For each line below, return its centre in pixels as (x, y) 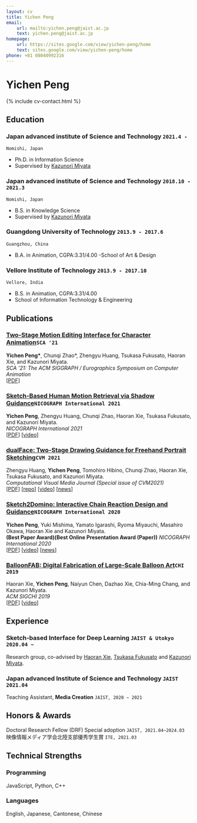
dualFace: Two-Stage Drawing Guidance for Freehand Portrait (96, 450)
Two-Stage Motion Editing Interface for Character (79, 335)
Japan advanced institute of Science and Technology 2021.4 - (97, 136)
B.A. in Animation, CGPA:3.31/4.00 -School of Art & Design (85, 255)
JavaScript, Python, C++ (36, 785)
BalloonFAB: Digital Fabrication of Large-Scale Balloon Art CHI (95, 565)
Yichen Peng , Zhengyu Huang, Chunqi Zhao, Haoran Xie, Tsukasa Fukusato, (99, 416)
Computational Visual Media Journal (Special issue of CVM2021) (85, 483)
